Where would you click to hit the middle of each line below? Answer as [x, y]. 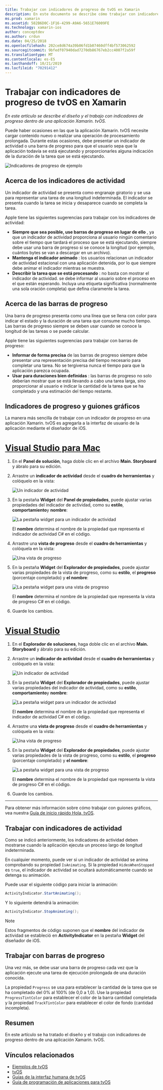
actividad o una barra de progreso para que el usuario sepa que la [71, 146]
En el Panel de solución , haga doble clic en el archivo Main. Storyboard [84, 461]
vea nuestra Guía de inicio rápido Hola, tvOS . [50, 813]
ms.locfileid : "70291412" [31, 68]
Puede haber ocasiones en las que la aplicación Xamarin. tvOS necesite [77, 130]
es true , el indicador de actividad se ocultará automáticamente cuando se [79, 870]
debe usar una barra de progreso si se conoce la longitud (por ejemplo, [83, 247]
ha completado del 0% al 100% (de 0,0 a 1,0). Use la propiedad [68, 992]
